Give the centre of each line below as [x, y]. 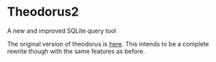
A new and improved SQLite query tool [62, 31]
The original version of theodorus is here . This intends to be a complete [108, 44]
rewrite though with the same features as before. [76, 51]
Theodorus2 [43, 12]
